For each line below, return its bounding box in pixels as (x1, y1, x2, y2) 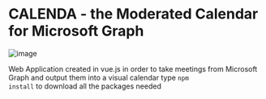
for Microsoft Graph (8, 22, 144, 40)
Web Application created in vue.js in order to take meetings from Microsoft (8, 64, 258, 73)
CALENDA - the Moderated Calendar (8, 5, 259, 23)
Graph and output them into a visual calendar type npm (8, 72, 189, 82)
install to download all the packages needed (8, 81, 162, 91)
